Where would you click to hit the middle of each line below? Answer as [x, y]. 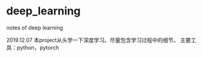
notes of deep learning [35, 28]
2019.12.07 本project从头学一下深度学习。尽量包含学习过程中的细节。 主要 [99, 40]
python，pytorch [38, 47]
